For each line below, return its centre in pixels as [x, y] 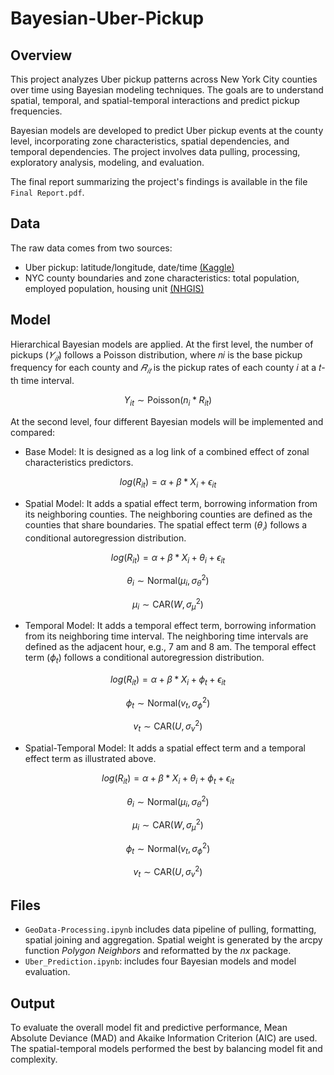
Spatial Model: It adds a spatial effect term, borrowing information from [171, 503]
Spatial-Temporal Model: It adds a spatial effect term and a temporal [165, 748]
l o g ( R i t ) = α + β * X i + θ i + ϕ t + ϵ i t [168, 779]
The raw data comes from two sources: [91, 248]
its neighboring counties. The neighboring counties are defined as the [168, 514]
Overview [41, 55]
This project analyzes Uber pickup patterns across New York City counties [164, 79]
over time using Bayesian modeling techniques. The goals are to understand [167, 90]
